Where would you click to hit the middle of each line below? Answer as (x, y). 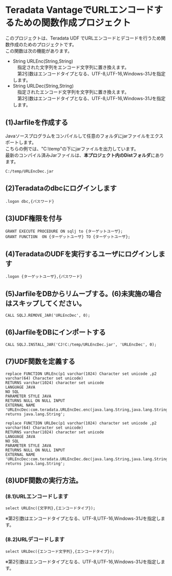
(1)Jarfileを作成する (37, 122)
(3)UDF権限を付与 (34, 218)
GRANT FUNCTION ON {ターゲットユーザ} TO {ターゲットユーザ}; (68, 237)
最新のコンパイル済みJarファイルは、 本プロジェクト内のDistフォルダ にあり (85, 155)
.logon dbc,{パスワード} (30, 201)
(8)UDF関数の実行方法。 (44, 481)
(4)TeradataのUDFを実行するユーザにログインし (82, 254)
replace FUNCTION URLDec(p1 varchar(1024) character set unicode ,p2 (81, 423)
